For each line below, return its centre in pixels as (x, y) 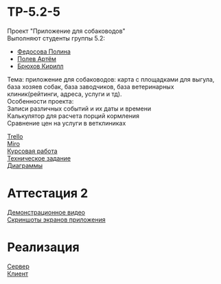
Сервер (18, 266)
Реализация (44, 247)
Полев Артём (37, 58)
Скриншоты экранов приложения (57, 220)
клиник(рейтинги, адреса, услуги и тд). (65, 94)
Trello (15, 136)
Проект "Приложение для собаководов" (66, 31)
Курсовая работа (32, 151)
